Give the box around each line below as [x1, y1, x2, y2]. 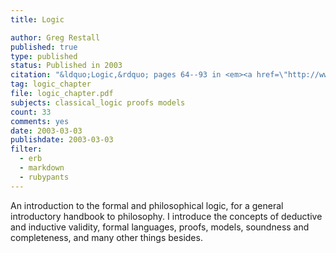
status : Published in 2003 [10, 61, 123, 71]
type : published [10, 51, 78, 61]
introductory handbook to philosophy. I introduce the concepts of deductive [10, 210, 323, 222]
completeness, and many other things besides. [10, 231, 203, 243]
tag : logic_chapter [10, 79, 92, 90]
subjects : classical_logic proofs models [10, 97, 186, 108]
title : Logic [10, 14, 65, 25]
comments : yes [10, 116, 70, 126]
